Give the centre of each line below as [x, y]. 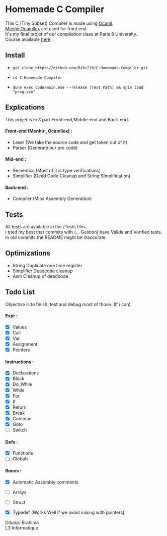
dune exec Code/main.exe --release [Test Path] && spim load [78, 87]
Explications [25, 107]
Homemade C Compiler [55, 9]
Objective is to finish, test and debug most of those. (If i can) [68, 304]
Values [19, 327]
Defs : [12, 442]
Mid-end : [16, 159]
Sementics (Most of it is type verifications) [56, 170]
